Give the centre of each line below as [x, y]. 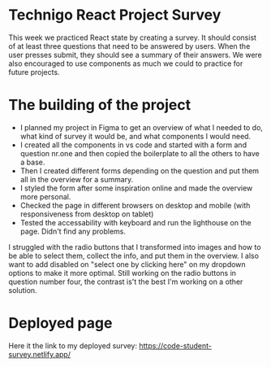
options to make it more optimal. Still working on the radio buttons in [123, 273]
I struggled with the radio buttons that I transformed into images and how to [135, 247]
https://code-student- [176, 345]
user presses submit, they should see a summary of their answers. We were [135, 55]
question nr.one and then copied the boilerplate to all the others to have [140, 153]
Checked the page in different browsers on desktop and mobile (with [135, 205]
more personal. [45, 196]
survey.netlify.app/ [40, 354]
